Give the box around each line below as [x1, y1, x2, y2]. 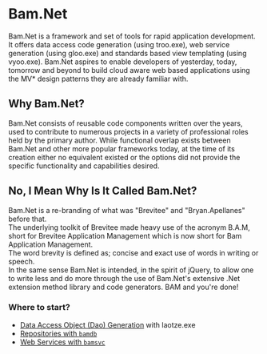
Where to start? [8, 302, 70, 313]
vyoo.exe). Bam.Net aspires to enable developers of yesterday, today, [8, 57, 237, 66]
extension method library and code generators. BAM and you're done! [8, 282, 239, 292]
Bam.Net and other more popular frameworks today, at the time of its [8, 143, 236, 153]
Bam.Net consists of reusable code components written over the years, [8, 118, 243, 128]
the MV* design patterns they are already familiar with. [8, 74, 189, 83]
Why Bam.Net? [8, 97, 86, 111]
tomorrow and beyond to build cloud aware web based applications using [8, 65, 250, 74]
